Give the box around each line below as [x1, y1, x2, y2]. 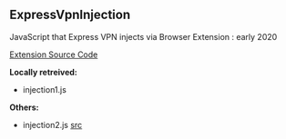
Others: [9, 102, 39, 113]
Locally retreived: [9, 66, 77, 77]
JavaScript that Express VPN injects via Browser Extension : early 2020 [9, 31, 278, 42]
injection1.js [22, 84, 66, 94]
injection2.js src [22, 119, 83, 130]
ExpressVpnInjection [9, 7, 130, 23]
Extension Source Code [9, 49, 98, 60]
